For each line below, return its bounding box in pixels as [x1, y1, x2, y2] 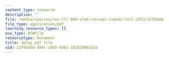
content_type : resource [5, 7, 55, 13]
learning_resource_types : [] [5, 26, 66, 31]
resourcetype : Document [5, 36, 55, 41]
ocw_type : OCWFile [5, 31, 44, 36]
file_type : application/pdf [5, 21, 64, 27]
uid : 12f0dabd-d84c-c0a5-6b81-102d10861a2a [5, 45, 98, 50]
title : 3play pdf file [5, 40, 53, 45]
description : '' [5, 12, 39, 17]
